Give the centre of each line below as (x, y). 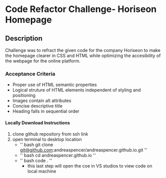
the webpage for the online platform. (43, 61)
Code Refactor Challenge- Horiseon (81, 9)
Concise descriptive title (37, 106)
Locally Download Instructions (37, 122)
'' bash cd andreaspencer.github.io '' (58, 155)
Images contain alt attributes (42, 100)
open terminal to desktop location (47, 139)
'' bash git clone (36, 144)
